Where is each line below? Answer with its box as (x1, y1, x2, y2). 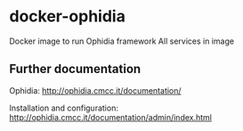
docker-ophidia (9, 6, 126, 27)
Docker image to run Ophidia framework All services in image (9, 36, 234, 46)
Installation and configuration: (9, 102, 118, 113)
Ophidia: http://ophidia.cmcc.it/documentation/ (9, 85, 182, 95)
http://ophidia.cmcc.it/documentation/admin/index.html (9, 111, 212, 122)
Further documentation (9, 61, 142, 77)
